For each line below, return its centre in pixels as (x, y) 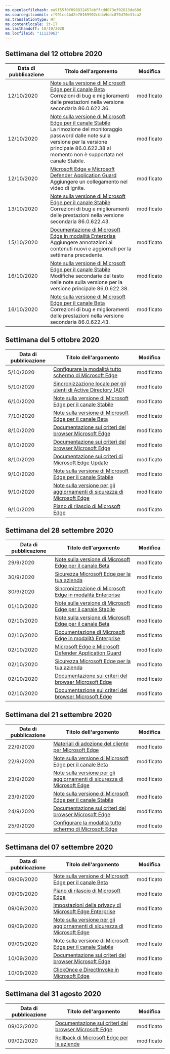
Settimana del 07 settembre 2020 (59, 847)
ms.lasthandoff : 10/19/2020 (35, 29)
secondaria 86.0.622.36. (80, 108)
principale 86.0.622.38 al (81, 148)
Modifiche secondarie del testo (87, 276)
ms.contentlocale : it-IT (31, 24)
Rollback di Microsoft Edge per (92, 1037)
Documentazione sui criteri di (88, 456)
